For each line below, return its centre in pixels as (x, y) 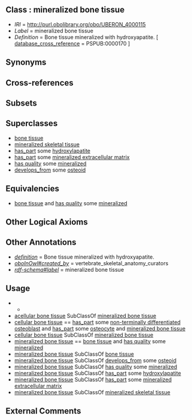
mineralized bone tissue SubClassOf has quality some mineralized (96, 367)
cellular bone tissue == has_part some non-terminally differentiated (97, 322)
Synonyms (26, 62)
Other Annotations (41, 242)
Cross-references (40, 82)
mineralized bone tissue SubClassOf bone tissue (74, 354)
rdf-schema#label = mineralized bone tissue (69, 269)
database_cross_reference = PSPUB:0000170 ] (72, 43)
